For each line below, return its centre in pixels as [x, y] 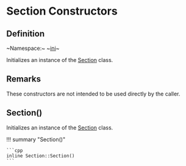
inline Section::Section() [41, 156]
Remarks [24, 79]
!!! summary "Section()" [36, 139]
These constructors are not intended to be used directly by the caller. [93, 94]
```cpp [15, 150]
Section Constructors [62, 11]
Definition [25, 34]
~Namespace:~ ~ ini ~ [33, 48]
